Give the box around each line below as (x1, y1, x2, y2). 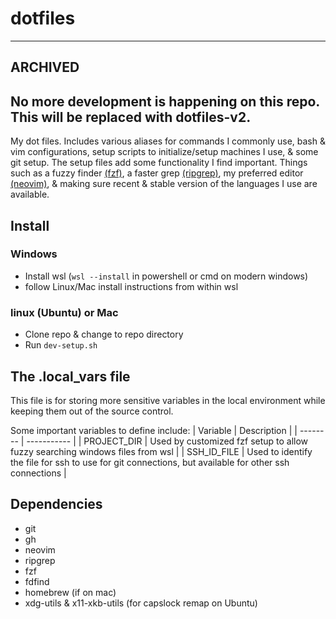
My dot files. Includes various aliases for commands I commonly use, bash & (10, 135, 326, 147)
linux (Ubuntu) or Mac (10, 305, 119, 319)
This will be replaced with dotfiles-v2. (10, 108, 252, 126)
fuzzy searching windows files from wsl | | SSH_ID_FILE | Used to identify (10, 445, 313, 457)
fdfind (24, 575, 50, 587)
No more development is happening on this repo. (10, 93, 320, 110)
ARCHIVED (10, 59, 80, 76)
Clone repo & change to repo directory (24, 328, 184, 341)
